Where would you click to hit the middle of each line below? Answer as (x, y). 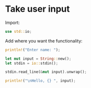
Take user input (37, 9)
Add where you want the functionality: (44, 41)
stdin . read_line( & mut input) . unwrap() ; (46, 72)
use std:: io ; (18, 31)
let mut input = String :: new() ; (38, 59)
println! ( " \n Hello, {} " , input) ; (41, 81)
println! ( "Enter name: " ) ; (33, 50)
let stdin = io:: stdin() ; (31, 63)
